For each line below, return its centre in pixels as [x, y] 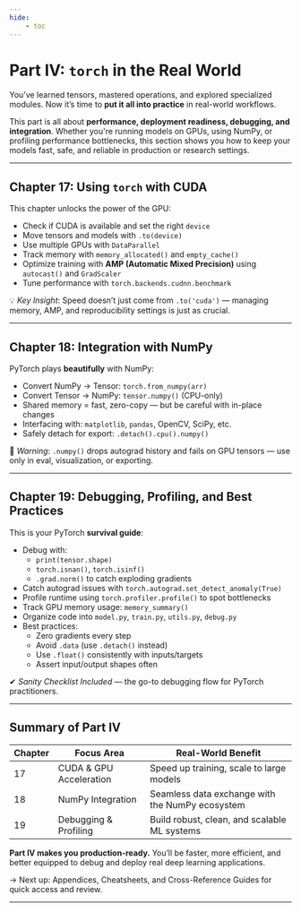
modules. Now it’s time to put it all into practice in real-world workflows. [143, 105]
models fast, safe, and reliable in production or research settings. [129, 151]
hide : [19, 17]
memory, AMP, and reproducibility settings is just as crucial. [120, 311]
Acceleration [85, 779]
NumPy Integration [97, 799]
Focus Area [100, 753]
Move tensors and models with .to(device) [102, 236]
